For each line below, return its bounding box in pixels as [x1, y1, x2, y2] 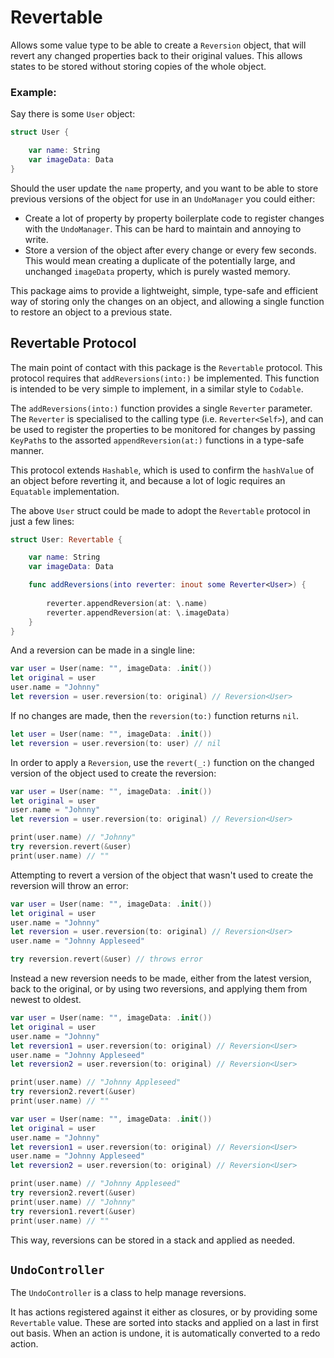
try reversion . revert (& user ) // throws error [10, 954, 203, 965]
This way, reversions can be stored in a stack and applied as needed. [10, 1234, 296, 1246]
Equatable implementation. [10, 485, 120, 497]
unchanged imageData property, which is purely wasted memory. [24, 265, 291, 277]
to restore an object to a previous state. [10, 306, 173, 318]
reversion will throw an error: [10, 879, 129, 891]
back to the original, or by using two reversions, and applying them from [10, 983, 308, 995]
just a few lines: [10, 515, 75, 527]
